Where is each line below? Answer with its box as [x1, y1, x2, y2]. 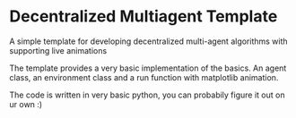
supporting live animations [9, 45, 108, 55]
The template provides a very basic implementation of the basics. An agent [9, 63, 287, 73]
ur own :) [9, 98, 43, 109]
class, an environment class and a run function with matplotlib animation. [9, 72, 279, 82]
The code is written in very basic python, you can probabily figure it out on [9, 89, 285, 100]
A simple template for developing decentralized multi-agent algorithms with [9, 36, 289, 46]
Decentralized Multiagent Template [9, 6, 278, 27]
